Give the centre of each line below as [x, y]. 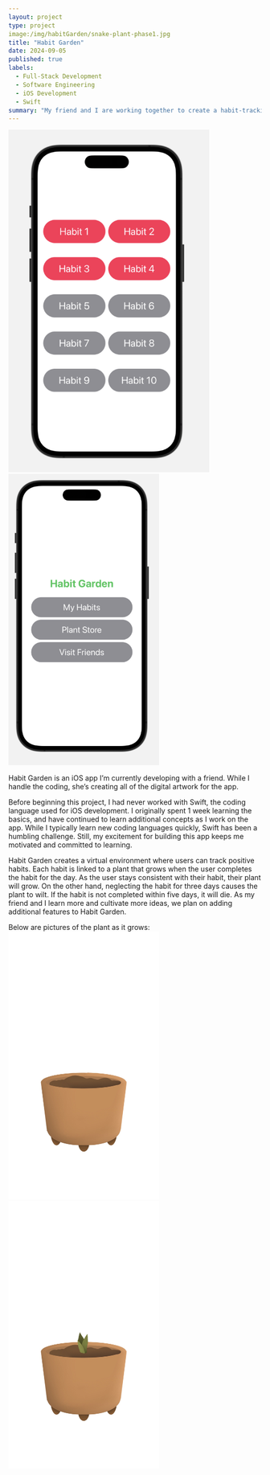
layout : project [35, 17]
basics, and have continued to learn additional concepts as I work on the [129, 819]
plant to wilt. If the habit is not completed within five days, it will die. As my [132, 894]
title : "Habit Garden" [46, 43]
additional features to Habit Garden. [67, 912]
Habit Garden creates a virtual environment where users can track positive [131, 860]
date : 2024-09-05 [37, 51]
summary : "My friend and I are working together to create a [113, 110]
